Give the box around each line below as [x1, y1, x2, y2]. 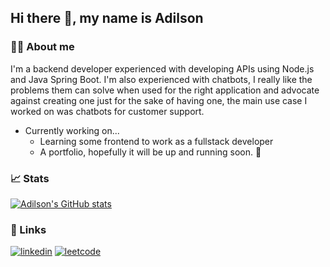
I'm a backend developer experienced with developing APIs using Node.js [10, 62, 315, 75]
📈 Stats [10, 171, 50, 185]
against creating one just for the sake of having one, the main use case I [10, 94, 308, 106]
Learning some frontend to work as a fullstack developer [39, 135, 274, 147]
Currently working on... [24, 124, 120, 136]
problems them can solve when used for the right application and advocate [10, 84, 320, 96]
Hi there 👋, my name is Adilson [10, 10, 204, 27]
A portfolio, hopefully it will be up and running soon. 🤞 [39, 146, 262, 158]
